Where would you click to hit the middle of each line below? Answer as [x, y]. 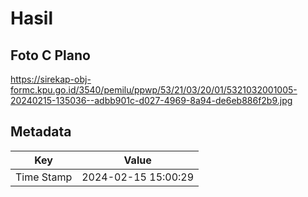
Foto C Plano [50, 55]
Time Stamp [44, 177]
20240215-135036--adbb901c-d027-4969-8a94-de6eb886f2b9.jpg [151, 100]
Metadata [41, 132]
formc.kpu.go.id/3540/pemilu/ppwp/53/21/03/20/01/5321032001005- [154, 90]
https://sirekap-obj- [51, 79]
